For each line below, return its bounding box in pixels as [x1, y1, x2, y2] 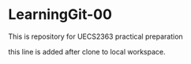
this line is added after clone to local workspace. [8, 47, 166, 56]
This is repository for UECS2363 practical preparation [8, 32, 183, 41]
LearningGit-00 [8, 6, 113, 24]
